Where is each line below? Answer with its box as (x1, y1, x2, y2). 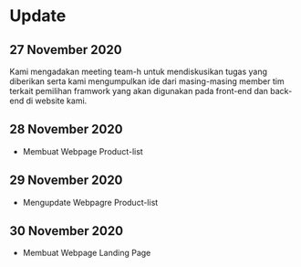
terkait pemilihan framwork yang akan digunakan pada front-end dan (9, 86, 269, 96)
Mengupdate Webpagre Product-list (22, 197, 159, 208)
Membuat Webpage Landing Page (22, 248, 151, 259)
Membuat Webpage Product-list (22, 145, 143, 156)
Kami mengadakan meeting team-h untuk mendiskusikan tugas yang (9, 66, 267, 77)
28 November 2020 (9, 122, 123, 137)
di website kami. (26, 95, 88, 106)
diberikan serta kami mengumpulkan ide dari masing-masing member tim (9, 76, 285, 87)
